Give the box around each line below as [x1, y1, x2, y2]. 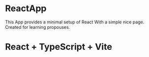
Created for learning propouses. [5, 24, 70, 30]
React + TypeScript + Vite [5, 41, 112, 53]
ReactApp [5, 3, 47, 14]
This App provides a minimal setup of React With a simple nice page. [5, 19, 145, 25]
